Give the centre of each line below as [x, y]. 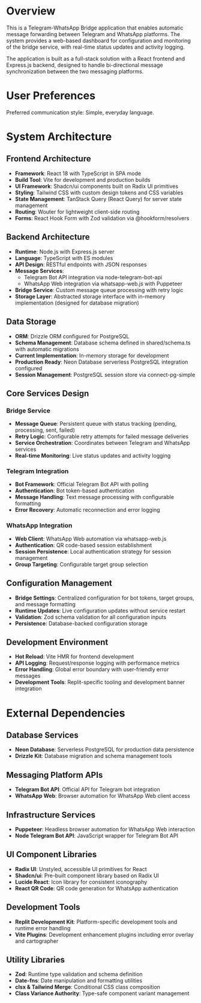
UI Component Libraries [52, 855]
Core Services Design [48, 393]
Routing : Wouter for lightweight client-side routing [77, 211]
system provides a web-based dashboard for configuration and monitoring [98, 40]
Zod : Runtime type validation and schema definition [79, 974]
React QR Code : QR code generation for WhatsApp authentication [97, 888]
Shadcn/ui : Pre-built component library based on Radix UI [87, 875]
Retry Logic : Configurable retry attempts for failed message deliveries [102, 436]
